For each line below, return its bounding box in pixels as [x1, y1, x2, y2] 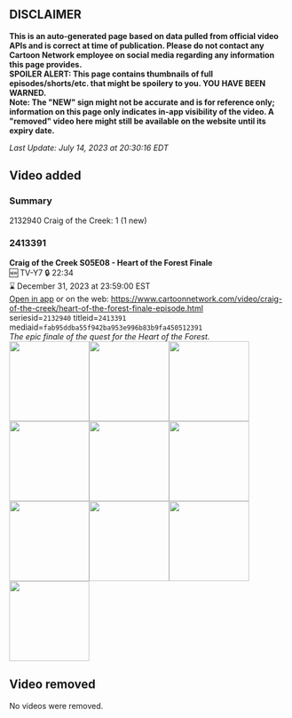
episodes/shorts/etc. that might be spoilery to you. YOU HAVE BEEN [9, 77, 266, 88]
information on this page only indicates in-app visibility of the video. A [9, 106, 275, 116]
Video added [9, 168, 82, 183]
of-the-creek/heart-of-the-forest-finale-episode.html [9, 302, 204, 314]
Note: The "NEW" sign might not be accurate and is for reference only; [9, 97, 275, 108]
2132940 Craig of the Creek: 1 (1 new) [9, 215, 148, 226]
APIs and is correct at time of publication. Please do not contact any [9, 40, 264, 51]
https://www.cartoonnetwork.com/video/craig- [110, 293, 282, 304]
